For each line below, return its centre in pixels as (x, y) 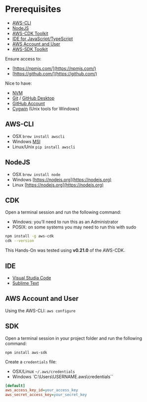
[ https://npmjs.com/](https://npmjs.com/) (54, 68)
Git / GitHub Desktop (33, 98)
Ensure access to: (23, 58)
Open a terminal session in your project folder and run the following (73, 338)
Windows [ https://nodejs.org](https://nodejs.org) (62, 179)
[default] (15, 386)
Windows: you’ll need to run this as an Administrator (65, 222)
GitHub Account (29, 103)
